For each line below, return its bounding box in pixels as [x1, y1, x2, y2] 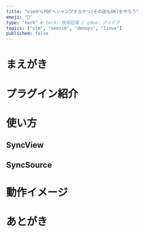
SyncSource [6, 160, 52, 170]
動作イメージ [6, 185, 68, 199]
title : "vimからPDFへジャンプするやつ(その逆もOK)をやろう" [6, 8, 139, 15]
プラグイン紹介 [6, 87, 79, 100]
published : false [6, 31, 49, 37]
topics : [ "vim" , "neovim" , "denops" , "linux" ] [6, 25, 122, 31]
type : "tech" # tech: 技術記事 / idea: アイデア [6, 19, 120, 25]
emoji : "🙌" [6, 14, 33, 20]
